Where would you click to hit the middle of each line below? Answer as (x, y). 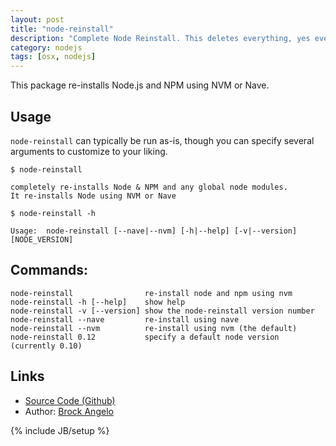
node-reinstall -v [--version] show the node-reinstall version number (162, 311)
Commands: (49, 270)
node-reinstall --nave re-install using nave (125, 319)
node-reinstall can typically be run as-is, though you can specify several (162, 140)
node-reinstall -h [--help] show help (98, 302)
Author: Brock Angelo (69, 411)
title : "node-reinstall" (62, 29)
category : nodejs (46, 47)
